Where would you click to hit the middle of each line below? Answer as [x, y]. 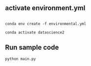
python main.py [21, 59]
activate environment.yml [45, 8]
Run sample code [32, 48]
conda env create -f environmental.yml [46, 24]
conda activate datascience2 [35, 32]
